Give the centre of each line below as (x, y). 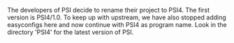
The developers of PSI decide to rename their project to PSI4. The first (109, 10)
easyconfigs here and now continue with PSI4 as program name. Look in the (117, 25)
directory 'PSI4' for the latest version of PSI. (71, 32)
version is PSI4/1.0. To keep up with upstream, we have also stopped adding (117, 17)
